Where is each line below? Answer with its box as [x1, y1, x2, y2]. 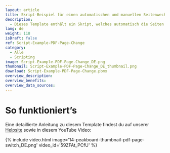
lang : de [5, 26, 24, 31]
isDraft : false [5, 36, 37, 41]
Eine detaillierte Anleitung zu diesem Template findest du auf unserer [5, 121, 149, 127]
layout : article [5, 7, 39, 13]
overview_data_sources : [5, 83, 56, 88]
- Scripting [10, 54, 35, 60]
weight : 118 [5, 31, 30, 36]
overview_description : [5, 73, 53, 79]
